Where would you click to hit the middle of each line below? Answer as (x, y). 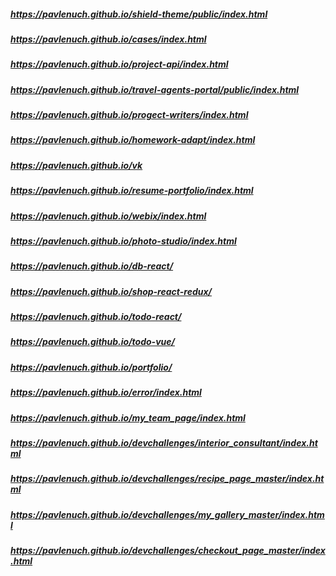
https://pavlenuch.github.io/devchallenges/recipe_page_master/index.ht (167, 479)
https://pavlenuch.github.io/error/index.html (106, 392)
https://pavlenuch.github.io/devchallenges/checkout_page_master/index (168, 551)
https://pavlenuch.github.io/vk (76, 165)
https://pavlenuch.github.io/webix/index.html (108, 216)
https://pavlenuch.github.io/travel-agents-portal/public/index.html (155, 89)
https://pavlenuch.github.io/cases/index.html (108, 39)
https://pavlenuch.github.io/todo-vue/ (92, 342)
